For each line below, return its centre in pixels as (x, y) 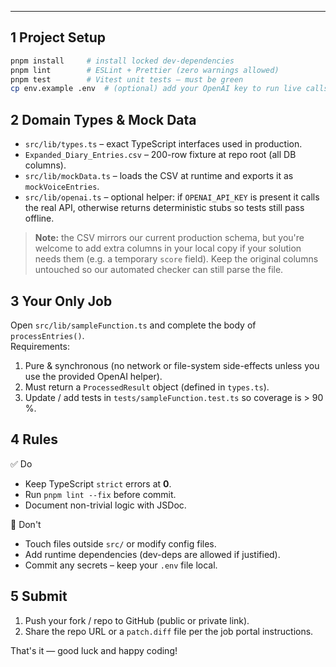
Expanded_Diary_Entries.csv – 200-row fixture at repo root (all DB (160, 155)
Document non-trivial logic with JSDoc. (105, 505)
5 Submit (39, 596)
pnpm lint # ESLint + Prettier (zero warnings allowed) (145, 70)
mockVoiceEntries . (62, 187)
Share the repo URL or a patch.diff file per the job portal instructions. (169, 631)
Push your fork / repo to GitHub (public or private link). (137, 620)
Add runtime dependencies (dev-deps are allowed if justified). (152, 554)
